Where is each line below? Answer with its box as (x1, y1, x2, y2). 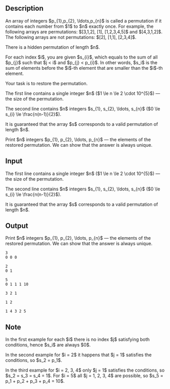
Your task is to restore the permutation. (5, 80, 88, 86)
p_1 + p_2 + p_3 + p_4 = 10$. (5, 378, 65, 384)
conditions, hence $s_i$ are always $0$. (5, 342, 91, 348)
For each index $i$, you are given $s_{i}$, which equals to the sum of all (5, 54, 158, 60)
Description (5, 4, 44, 13)
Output (5, 222, 28, 230)
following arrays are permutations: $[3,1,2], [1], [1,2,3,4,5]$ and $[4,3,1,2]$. (5, 28, 163, 35)
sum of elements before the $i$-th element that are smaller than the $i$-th (5, 65, 163, 71)
